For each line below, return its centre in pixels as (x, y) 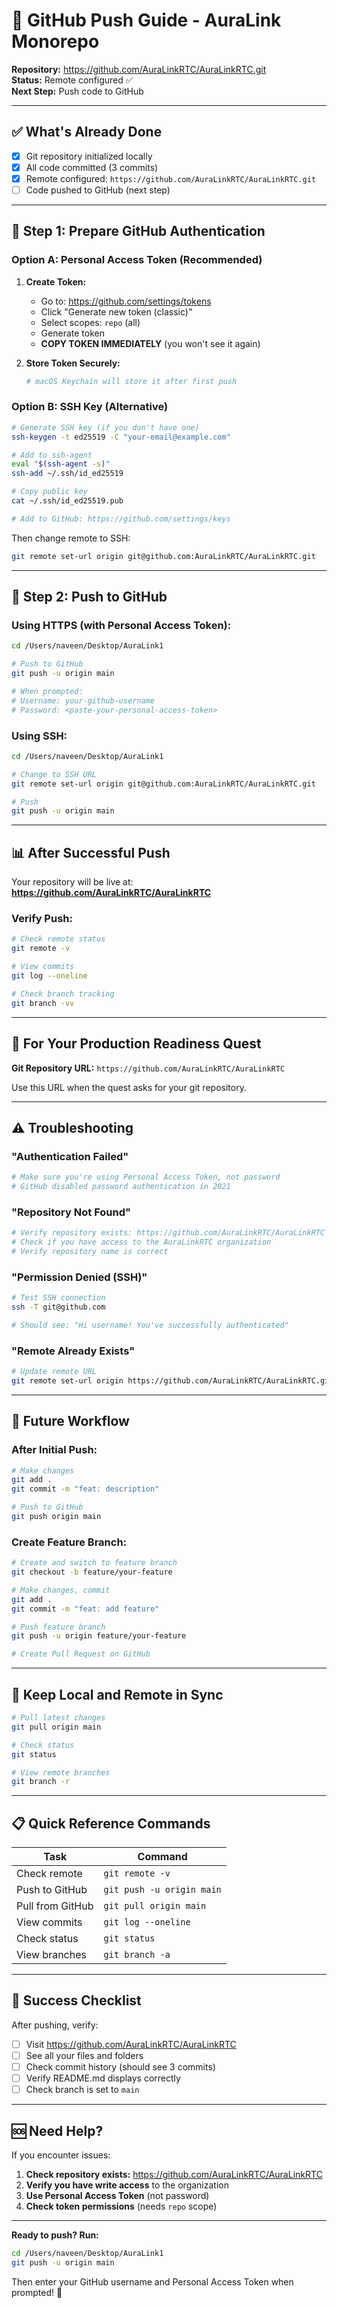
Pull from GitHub (55, 1906)
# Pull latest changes (58, 1718)
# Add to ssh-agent (52, 455)
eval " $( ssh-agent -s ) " (61, 464)
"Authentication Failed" (70, 1156)
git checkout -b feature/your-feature (92, 1572)
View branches (51, 1955)
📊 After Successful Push (91, 852)
